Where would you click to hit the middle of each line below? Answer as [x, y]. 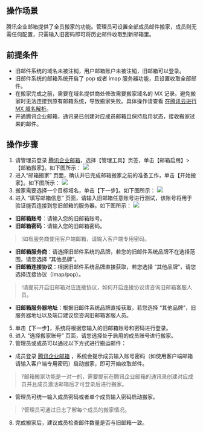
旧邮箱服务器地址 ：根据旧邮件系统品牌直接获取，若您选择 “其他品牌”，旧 [105, 308]
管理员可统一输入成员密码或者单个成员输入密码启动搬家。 [86, 397]
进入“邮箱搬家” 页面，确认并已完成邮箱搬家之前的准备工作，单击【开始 [103, 175]
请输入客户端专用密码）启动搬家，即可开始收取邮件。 [81, 364]
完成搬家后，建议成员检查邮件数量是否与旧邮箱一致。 [81, 423]
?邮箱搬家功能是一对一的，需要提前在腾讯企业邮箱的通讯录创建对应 [105, 376]
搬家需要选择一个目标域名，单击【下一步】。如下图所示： [85, 191]
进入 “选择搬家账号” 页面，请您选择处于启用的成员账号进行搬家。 [96, 336]
